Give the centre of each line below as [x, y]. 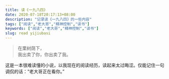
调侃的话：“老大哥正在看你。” [35, 71]
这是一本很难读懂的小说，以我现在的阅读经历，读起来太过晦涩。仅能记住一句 [85, 65]
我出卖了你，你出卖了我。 [44, 54]
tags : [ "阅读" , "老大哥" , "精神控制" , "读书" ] [47, 24]
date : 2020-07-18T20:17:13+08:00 [40, 15]
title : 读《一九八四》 [26, 10]
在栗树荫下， [31, 48]
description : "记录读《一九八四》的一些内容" [48, 19]
